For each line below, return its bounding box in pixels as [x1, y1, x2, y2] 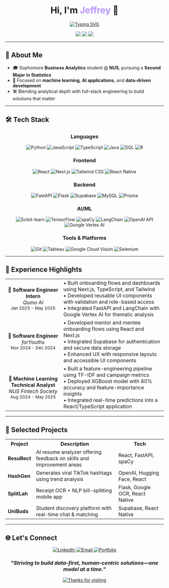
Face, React [118, 476, 146, 483]
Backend [73, 181, 96, 188]
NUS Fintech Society [8, 388, 58, 395]
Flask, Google [118, 484, 151, 491]
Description [60, 440, 90, 447]
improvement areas [36, 461, 82, 468]
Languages [70, 133, 99, 140]
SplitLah [8, 490, 28, 497]
